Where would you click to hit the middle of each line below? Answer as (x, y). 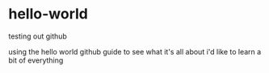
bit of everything (36, 60)
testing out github (38, 36)
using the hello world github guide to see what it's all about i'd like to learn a (135, 51)
